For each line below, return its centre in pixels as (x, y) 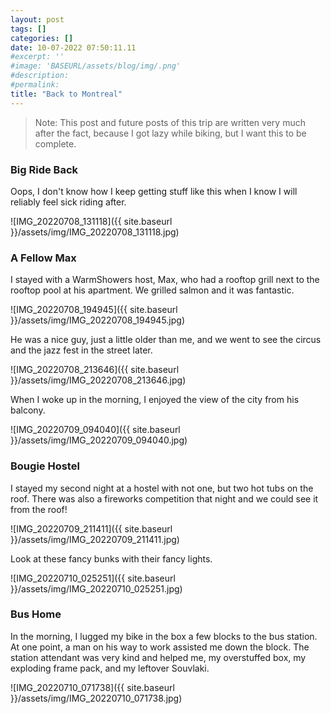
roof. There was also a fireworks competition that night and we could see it (164, 498)
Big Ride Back (44, 169)
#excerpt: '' (37, 57)
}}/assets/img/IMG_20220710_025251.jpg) (96, 588)
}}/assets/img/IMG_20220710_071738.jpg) (96, 698)
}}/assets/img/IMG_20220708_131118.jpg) (95, 232)
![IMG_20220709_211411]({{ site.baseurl (91, 528)
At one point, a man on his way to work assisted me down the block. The (160, 647)
